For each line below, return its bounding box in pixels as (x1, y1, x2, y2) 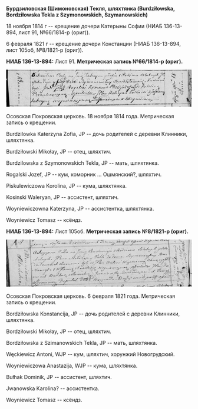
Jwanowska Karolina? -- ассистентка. (6, 385, 100, 392)
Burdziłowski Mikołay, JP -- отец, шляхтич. (6, 148, 112, 155)
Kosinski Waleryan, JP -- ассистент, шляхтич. (6, 194, 119, 201)
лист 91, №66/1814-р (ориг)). (18, 29, 90, 36)
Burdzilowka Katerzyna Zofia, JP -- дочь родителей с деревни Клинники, (6, 131, 187, 138)
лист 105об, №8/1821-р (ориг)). (6, 46, 84, 54)
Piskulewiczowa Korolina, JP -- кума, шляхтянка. (6, 182, 127, 189)
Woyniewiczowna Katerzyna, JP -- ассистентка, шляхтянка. (6, 205, 154, 212)
